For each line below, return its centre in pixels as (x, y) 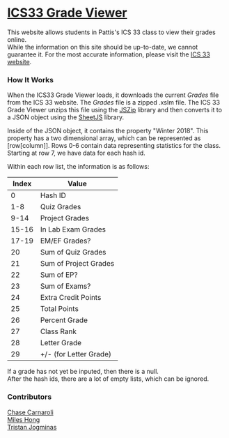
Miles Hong (24, 419)
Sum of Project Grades (77, 264)
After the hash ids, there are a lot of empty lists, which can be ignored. (108, 379)
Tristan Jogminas (32, 427)
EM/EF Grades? (65, 241)
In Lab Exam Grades (73, 229)
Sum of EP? (59, 275)
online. (17, 39)
